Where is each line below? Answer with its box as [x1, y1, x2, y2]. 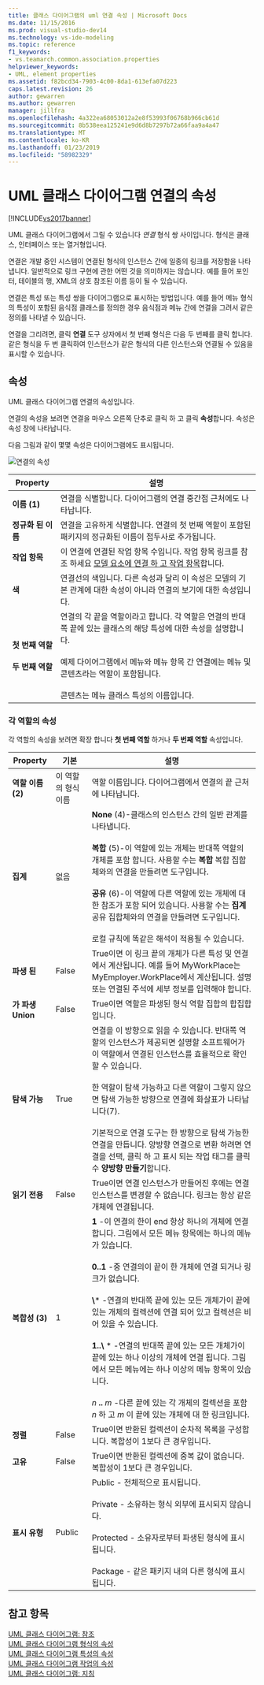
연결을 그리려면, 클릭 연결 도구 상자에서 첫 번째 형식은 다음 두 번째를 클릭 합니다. [8, 329, 253, 339]
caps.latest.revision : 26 [8, 84, 93, 93]
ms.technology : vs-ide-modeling [8, 33, 114, 42]
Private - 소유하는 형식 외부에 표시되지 [91, 1499, 228, 1510]
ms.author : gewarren [8, 99, 76, 107]
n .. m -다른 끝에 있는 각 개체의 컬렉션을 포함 [91, 1397, 247, 1408]
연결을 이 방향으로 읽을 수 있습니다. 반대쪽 [91, 1025, 237, 1036]
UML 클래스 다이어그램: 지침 [8, 1668, 95, 1679]
